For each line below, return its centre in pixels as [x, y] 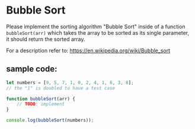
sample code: [32, 69]
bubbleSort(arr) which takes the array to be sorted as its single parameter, [98, 32]
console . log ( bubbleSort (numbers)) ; [50, 120]
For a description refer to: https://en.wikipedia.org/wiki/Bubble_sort [88, 50]
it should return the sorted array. [46, 39]
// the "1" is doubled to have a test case [61, 88]
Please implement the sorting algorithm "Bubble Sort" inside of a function [96, 27]
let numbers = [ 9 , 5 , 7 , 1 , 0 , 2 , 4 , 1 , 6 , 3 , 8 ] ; [70, 82]
